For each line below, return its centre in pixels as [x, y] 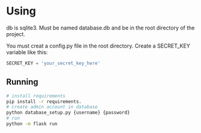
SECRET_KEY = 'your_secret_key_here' [53, 63]
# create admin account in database [52, 107]
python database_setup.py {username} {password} [68, 113]
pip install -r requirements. [44, 101]
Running [22, 82]
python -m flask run [32, 124]
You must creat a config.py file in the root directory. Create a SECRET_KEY [98, 46]
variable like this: [27, 52]
